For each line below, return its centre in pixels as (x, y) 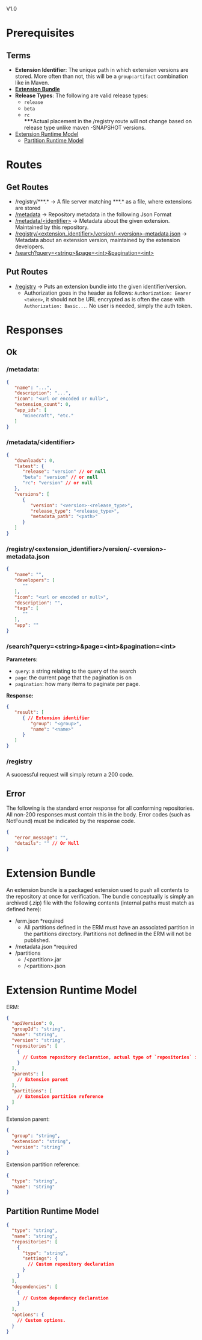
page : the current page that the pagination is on (73, 678)
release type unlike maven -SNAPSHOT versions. (85, 127)
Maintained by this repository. (52, 227)
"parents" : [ (28, 1074)
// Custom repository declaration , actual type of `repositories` (107, 1057)
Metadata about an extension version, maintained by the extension (97, 240)
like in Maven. (32, 83)
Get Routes (28, 187)
